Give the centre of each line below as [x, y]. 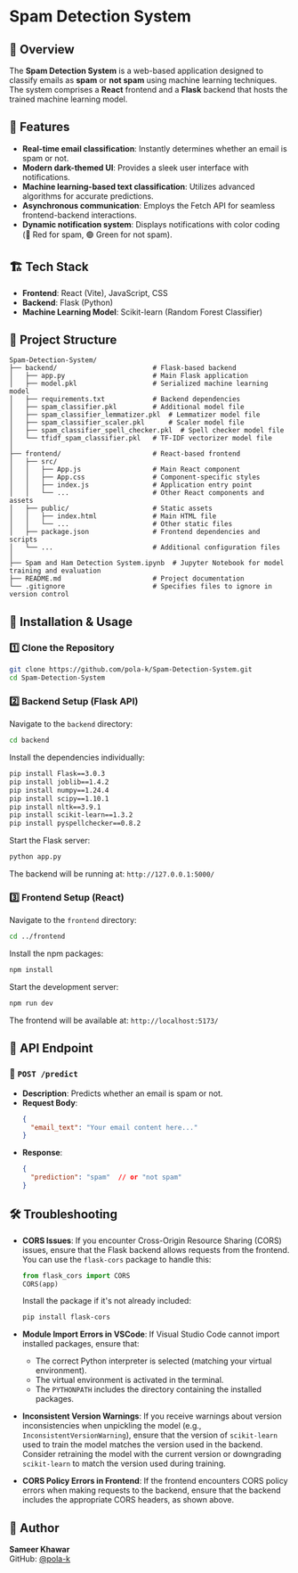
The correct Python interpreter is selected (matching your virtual [153, 1361]
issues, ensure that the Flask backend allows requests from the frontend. [156, 1249]
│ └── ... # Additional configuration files [145, 548]
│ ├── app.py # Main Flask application [129, 376]
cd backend [29, 741]
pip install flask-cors [66, 1317]
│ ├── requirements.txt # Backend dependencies [125, 399]
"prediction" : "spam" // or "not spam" [106, 1178]
